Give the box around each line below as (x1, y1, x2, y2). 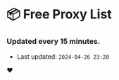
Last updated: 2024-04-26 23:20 (16, 52, 110, 61)
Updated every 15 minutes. (6, 37, 101, 47)
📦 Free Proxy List (6, 6, 112, 23)
